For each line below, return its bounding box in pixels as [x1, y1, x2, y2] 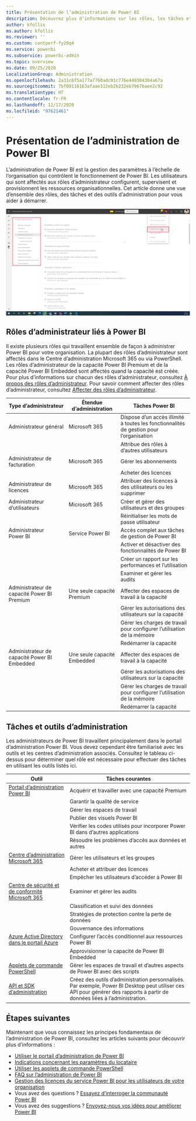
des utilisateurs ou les [120, 483, 173, 491]
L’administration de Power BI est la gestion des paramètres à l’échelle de [6, 166, 180, 173]
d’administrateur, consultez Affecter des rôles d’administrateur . [6, 386, 157, 393]
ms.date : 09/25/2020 [6, 65, 57, 71]
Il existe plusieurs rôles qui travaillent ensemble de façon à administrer [6, 342, 176, 349]
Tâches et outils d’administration [6, 721, 128, 731]
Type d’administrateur [8, 402, 64, 409]
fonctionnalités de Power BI [120, 547, 187, 554]
